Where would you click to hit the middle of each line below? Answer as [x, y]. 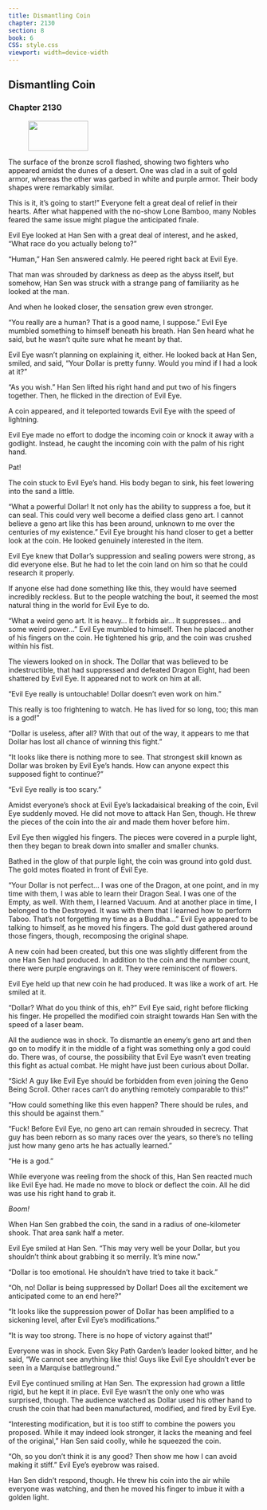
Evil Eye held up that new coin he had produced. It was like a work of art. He [133, 983]
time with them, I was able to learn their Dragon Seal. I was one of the [122, 893]
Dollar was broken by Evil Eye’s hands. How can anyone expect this [119, 765]
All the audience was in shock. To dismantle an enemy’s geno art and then [130, 1040]
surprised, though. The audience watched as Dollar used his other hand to [130, 1400]
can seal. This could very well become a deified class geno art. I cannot [126, 515]
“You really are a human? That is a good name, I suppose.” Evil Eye [118, 322]
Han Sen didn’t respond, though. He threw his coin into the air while [119, 1480]
